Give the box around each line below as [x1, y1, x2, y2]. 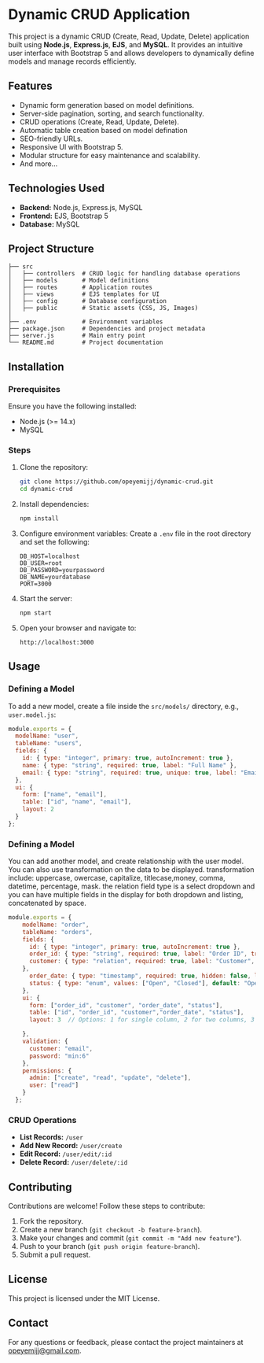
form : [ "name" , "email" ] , [22, 791, 108, 799]
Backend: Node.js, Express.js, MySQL [19, 202, 143, 212]
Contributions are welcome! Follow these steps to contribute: [8, 1202, 206, 1211]
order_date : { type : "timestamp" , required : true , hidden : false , [28, 972, 251, 981]
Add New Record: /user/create [19, 1141, 123, 1151]
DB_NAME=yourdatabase [19, 573, 90, 581]
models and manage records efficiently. [8, 57, 137, 66]
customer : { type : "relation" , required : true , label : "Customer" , [28, 958, 255, 966]
